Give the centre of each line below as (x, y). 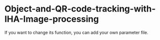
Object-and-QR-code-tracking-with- (80, 9)
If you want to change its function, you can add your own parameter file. (76, 32)
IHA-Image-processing (52, 19)
